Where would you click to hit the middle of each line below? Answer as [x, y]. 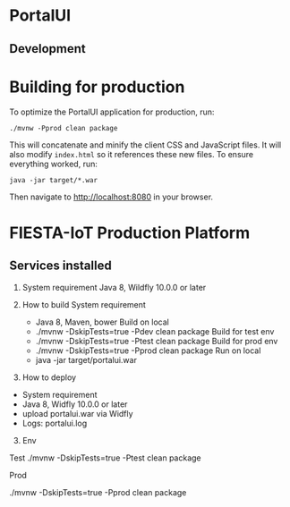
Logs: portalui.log [55, 423]
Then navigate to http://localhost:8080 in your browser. [111, 197]
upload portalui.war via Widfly [77, 413]
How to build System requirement [84, 304]
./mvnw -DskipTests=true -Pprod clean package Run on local [148, 351]
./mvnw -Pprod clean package [64, 128]
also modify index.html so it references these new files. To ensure [131, 154]
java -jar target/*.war [54, 180]
